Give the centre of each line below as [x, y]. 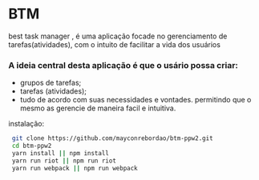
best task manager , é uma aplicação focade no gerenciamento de [118, 36]
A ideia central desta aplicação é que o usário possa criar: [123, 65]
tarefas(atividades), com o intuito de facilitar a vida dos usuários [114, 44]
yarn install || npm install [61, 153]
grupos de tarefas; [51, 83]
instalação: [26, 124]
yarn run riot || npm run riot [64, 161]
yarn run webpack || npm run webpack [75, 168]
